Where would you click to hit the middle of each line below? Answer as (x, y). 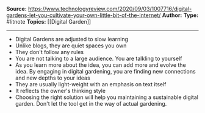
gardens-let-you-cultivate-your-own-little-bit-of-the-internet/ (84, 15)
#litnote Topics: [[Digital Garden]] (49, 22)
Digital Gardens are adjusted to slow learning (72, 39)
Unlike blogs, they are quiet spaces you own (71, 46)
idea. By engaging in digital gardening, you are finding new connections (106, 71)
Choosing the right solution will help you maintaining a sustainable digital (106, 97)
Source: (17, 9)
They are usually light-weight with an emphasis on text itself (91, 84)
